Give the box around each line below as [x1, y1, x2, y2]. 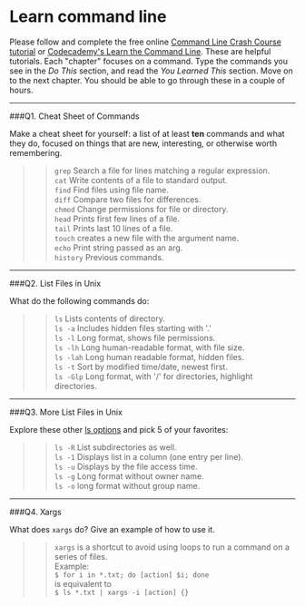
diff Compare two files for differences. [54, 193, 202, 205]
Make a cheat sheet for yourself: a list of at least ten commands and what [9, 128, 285, 139]
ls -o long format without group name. [54, 480, 201, 491]
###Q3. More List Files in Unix [9, 406, 123, 417]
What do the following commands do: [9, 295, 150, 306]
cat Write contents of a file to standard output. [54, 174, 229, 185]
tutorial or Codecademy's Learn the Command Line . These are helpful [9, 45, 271, 56]
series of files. [54, 551, 108, 562]
